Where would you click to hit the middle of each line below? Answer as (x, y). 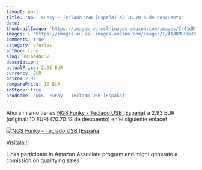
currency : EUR (24, 73)
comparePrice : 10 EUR (33, 85)
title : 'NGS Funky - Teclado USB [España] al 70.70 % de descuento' (95, 17)
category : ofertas (29, 46)
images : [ (19, 34)
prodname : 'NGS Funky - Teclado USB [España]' (67, 96)
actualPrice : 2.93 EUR (35, 68)
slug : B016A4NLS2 (28, 56)
